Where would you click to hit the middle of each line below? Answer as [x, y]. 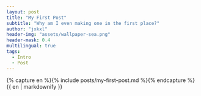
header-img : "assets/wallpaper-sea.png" [59, 35]
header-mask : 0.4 [28, 40]
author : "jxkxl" [27, 29]
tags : [13, 52]
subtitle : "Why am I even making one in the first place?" [83, 23]
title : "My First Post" [37, 18]
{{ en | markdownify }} [35, 86]
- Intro [22, 57]
